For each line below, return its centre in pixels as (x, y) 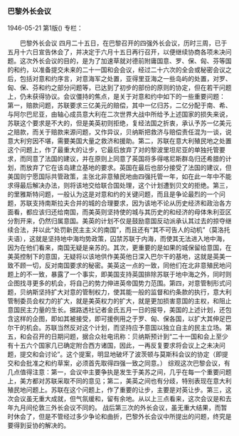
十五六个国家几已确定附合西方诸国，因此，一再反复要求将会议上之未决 (116, 346)
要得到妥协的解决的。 (38, 425)
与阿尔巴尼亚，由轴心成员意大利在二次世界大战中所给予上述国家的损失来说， (119, 115)
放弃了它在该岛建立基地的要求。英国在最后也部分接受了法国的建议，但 (129, 168)
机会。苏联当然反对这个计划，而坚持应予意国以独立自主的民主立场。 (126, 328)
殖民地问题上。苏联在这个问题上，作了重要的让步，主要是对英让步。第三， (116, 390)
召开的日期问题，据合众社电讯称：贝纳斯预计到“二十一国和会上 (124, 336)
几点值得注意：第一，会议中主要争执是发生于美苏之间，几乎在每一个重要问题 (119, 372)
